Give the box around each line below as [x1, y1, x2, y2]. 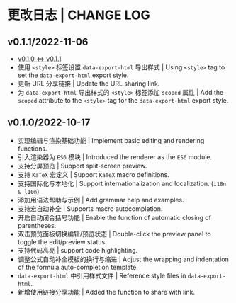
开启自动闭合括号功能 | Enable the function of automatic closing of [17, 213, 211, 222]
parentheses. [17, 221, 57, 229]
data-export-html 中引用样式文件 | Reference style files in [17, 271, 186, 280]
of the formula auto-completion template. [17, 263, 138, 271]
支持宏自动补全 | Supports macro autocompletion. [17, 204, 163, 213]
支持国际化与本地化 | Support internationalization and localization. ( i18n [17, 179, 227, 188]
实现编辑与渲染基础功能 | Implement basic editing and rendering [17, 136, 205, 144]
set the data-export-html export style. [17, 71, 129, 79]
